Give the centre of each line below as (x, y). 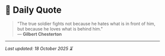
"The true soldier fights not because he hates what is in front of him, (86, 24)
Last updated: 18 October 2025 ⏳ (39, 48)
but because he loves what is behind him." (60, 28)
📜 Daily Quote (33, 10)
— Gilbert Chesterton (40, 34)
